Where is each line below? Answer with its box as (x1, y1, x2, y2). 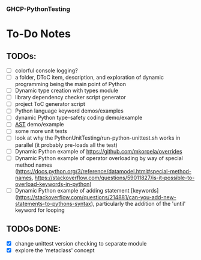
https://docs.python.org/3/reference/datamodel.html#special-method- (17, 167, 192, 175)
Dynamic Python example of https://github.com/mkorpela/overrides (14, 147, 182, 155)
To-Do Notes (6, 27, 71, 41)
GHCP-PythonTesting (6, 5, 71, 13)
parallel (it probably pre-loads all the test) (14, 141, 118, 149)
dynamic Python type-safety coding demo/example (14, 114, 143, 122)
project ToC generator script (14, 101, 86, 108)
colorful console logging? (14, 67, 78, 74)
